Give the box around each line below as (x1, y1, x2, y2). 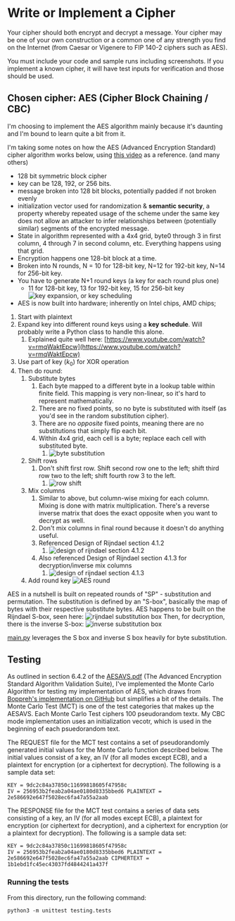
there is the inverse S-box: (7, 620, 84, 628)
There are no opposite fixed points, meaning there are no (38, 419, 204, 427)
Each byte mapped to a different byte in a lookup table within (38, 382, 215, 390)
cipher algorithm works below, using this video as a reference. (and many (7, 150, 220, 159)
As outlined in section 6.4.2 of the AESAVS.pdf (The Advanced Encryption (7, 672, 222, 681)
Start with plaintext (17, 312, 72, 321)
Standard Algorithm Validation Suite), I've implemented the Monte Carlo (7, 679, 215, 688)
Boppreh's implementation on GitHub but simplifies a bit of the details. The (7, 695, 224, 703)
